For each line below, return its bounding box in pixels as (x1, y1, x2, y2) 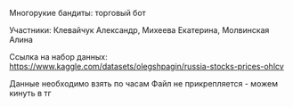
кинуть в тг (9, 88, 52, 98)
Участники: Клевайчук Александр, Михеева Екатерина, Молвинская (9, 25, 270, 35)
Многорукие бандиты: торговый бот (9, 8, 147, 18)
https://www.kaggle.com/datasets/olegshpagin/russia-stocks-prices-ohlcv (9, 62, 285, 71)
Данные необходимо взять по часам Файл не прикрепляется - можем (9, 78, 279, 88)
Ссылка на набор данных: (9, 52, 109, 62)
